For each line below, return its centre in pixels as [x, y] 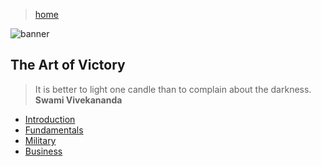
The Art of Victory [68, 65]
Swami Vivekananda [78, 100]
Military [40, 140]
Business [43, 151]
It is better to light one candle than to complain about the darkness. [173, 89]
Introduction [50, 119]
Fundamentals [54, 130]
